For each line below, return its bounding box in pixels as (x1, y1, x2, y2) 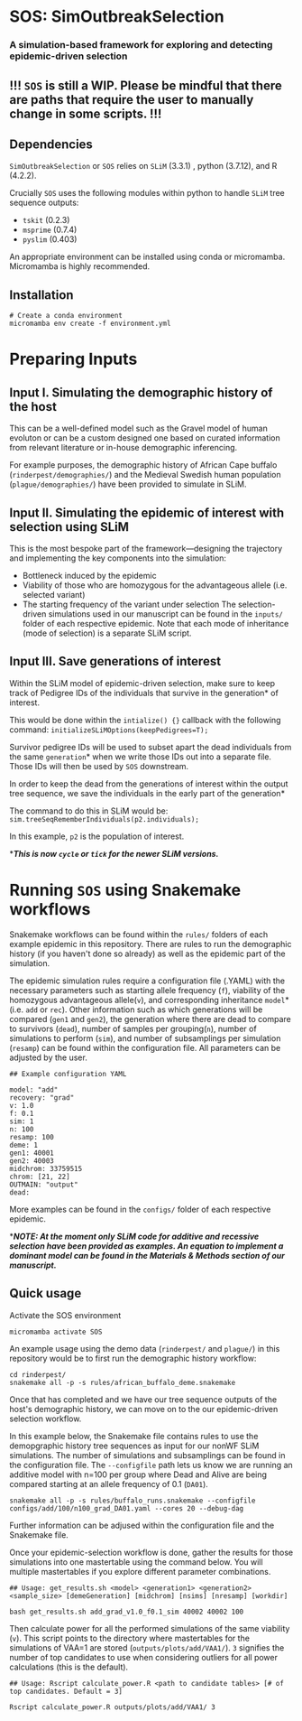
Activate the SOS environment (9, 1309, 122, 1320)
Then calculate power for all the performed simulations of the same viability (9, 1623, 290, 1633)
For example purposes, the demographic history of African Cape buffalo (9, 460, 278, 470)
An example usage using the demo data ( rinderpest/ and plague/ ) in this (9, 1343, 280, 1354)
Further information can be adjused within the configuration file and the (9, 1520, 275, 1530)
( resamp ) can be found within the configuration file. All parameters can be (9, 1042, 281, 1053)
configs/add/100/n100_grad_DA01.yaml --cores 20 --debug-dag (9, 1503, 244, 1513)
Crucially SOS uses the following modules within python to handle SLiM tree (9, 188, 286, 199)
